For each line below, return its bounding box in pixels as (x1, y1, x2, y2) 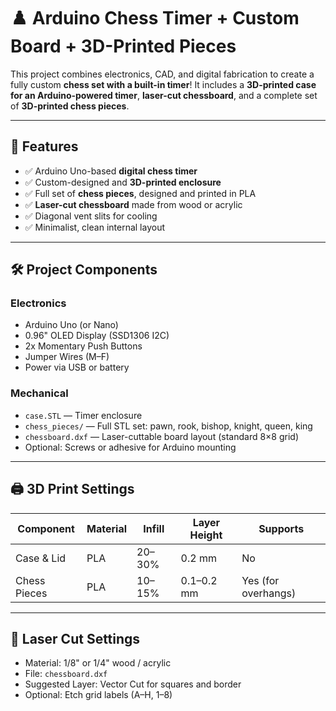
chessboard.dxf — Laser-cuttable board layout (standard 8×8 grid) (24, 430, 300, 442)
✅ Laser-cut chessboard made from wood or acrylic (24, 198, 243, 210)
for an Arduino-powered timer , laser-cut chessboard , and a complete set (10, 89, 318, 101)
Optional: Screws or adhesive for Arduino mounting (24, 441, 237, 453)
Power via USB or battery (24, 361, 130, 374)
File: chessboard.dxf (24, 668, 108, 680)
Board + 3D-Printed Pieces (10, 35, 237, 58)
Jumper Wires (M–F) (24, 351, 110, 363)
